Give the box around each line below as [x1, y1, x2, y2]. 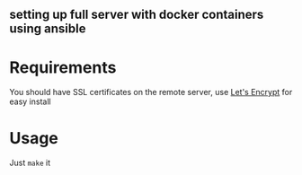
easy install [9, 96, 51, 107]
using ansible [9, 22, 86, 37]
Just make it [9, 157, 51, 169]
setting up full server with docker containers [9, 7, 264, 22]
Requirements [9, 57, 117, 77]
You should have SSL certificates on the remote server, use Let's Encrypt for [9, 87, 293, 98]
